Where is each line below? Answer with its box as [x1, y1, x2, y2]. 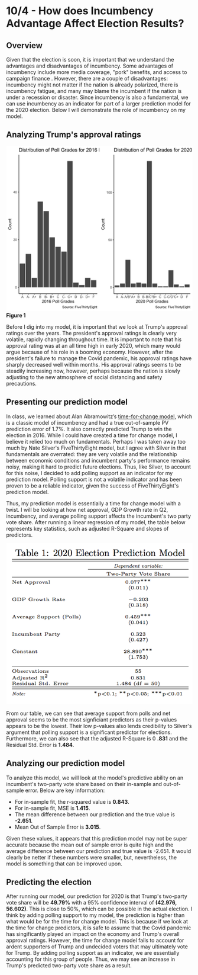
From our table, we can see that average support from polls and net [6, 710, 171, 717]
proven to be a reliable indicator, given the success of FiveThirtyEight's [6, 482, 179, 489]
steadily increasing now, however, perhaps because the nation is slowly [6, 367, 180, 374]
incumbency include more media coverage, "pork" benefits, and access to [6, 69, 187, 75]
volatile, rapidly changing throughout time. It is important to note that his [6, 336, 182, 343]
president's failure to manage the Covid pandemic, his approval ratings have [6, 354, 192, 362]
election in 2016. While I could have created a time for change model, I [6, 431, 177, 439]
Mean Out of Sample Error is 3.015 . [14, 823, 101, 830]
